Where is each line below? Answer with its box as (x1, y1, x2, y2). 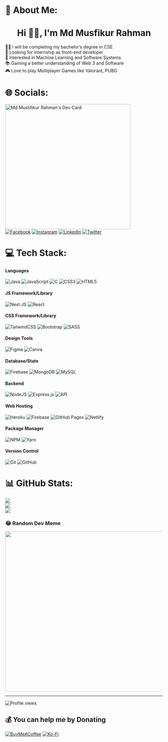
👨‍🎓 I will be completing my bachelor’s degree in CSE (5, 44, 113, 50)
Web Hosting (5, 403, 33, 409)
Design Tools (5, 335, 33, 341)
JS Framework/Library (5, 290, 53, 296)
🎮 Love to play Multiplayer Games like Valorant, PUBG (5, 67, 117, 74)
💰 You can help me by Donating (5, 715, 106, 724)
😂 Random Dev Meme (5, 519, 61, 526)
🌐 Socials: (5, 87, 48, 98)
